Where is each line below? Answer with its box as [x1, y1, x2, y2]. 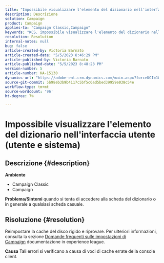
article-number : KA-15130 [5, 71, 58, 76]
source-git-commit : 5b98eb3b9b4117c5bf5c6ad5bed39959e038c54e [5, 80, 134, 85]
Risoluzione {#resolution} [5, 216, 85, 224]
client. [5, 254, 18, 260]
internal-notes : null [5, 39, 49, 44]
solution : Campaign [5, 16, 45, 21]
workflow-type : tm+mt [5, 84, 49, 89]
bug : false [5, 44, 27, 48]
